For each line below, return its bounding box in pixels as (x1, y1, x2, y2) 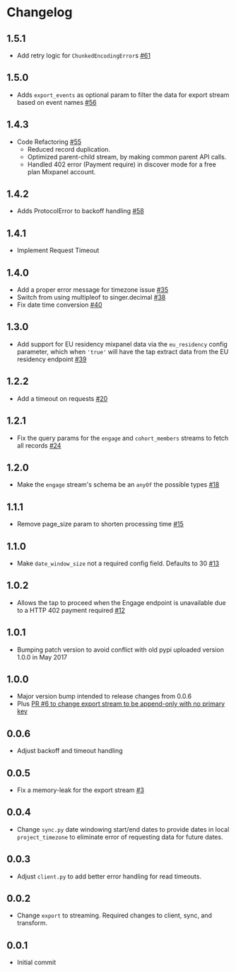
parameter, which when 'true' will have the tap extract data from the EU (16, 347, 229, 356)
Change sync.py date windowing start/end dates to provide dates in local (16, 825, 230, 833)
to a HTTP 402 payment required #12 (16, 606, 125, 614)
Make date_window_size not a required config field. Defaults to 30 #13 (16, 559, 220, 567)
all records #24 (16, 441, 61, 450)
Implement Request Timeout (16, 246, 100, 255)
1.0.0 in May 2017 (16, 652, 68, 661)
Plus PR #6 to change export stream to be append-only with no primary (16, 699, 225, 708)
